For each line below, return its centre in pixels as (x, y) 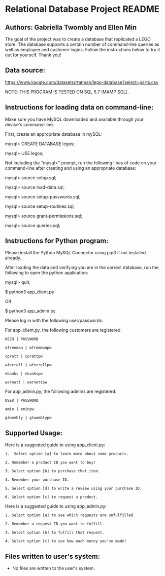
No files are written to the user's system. (53, 568)
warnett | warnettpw (26, 383)
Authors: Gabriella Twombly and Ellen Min (71, 27)
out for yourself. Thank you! (33, 55)
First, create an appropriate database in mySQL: (54, 134)
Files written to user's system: (52, 556)
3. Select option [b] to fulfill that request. (55, 533)
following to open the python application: (47, 273)
